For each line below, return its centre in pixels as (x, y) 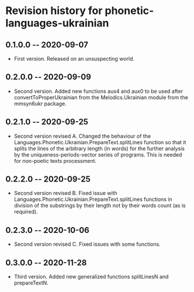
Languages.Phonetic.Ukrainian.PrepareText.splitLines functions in (93, 199)
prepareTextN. (31, 283)
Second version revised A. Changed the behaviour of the (82, 136)
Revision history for (54, 11)
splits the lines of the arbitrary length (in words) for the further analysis (99, 148)
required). (26, 212)
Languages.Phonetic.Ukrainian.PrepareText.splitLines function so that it (100, 142)
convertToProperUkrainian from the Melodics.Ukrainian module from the (101, 97)
